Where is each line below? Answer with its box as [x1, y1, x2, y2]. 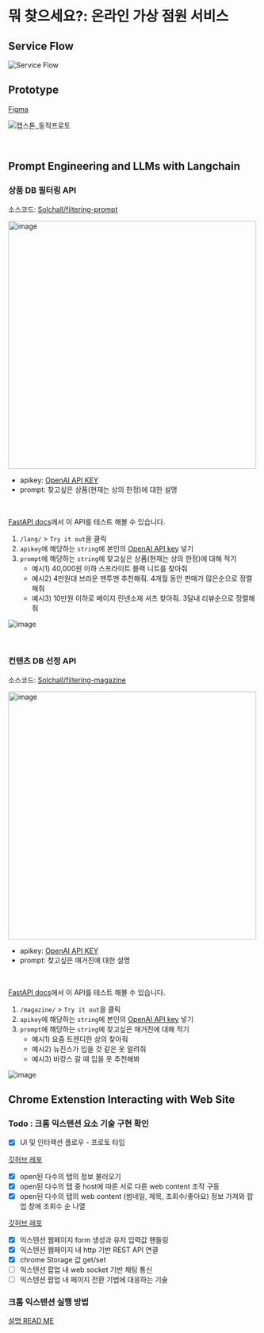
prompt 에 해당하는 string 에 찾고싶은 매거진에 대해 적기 [19, 1024, 190, 1034]
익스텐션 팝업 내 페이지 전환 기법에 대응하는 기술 [19, 1274, 168, 1284]
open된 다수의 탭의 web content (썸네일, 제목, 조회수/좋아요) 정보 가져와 [19, 1191, 246, 1200]
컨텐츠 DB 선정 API [8, 655, 77, 666]
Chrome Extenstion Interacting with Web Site [8, 1093, 235, 1107]
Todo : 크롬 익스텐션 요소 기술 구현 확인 [8, 1118, 149, 1129]
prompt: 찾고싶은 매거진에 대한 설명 [19, 955, 131, 965]
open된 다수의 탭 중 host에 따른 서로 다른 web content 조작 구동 [19, 1181, 220, 1191]
